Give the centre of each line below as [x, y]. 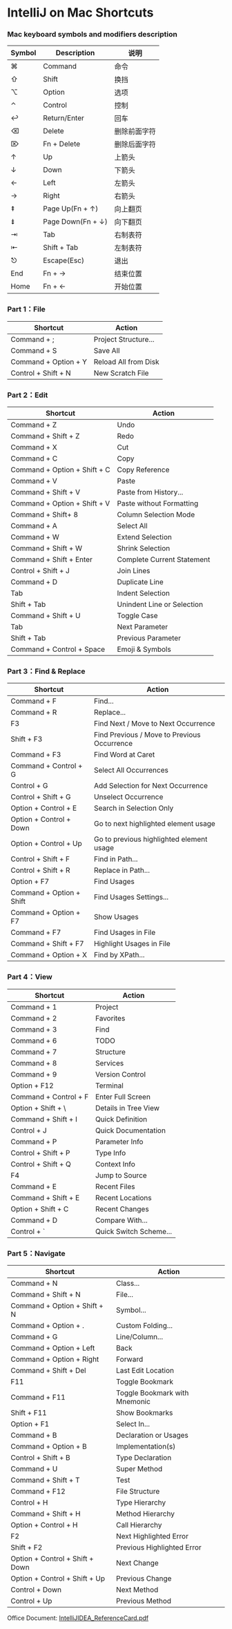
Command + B [34, 1435]
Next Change [137, 1563]
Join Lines [134, 571]
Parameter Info [119, 1141]
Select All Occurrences [131, 770]
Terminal [110, 1086]
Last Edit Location [145, 1370]
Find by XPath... [119, 955]
